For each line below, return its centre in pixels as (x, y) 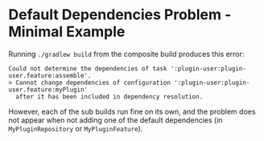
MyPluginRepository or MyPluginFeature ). (76, 128)
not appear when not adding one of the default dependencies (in (115, 120)
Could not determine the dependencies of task (88, 68)
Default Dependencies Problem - (120, 15)
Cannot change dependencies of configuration (93, 83)
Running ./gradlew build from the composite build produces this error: (126, 54)
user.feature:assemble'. (50, 75)
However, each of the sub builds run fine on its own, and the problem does (132, 111)
